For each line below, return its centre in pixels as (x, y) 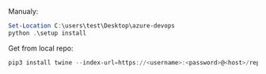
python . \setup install (47, 33)
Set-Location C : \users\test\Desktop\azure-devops (92, 26)
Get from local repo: (41, 48)
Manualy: (23, 11)
